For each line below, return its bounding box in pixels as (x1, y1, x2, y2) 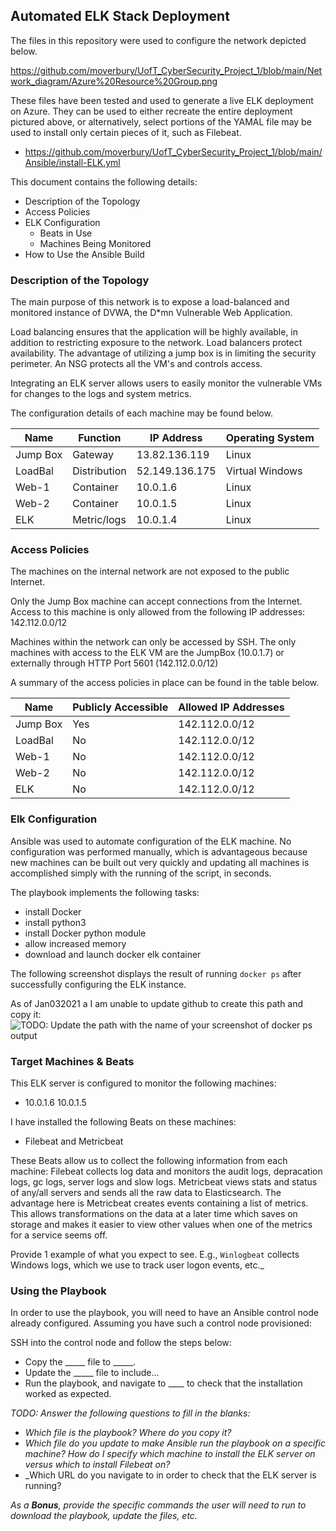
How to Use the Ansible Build (24, 248, 145, 260)
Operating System (225, 431, 315, 445)
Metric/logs (72, 513, 127, 527)
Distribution (72, 464, 127, 478)
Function (78, 431, 122, 445)
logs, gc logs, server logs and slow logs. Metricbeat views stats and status (10, 1176, 318, 1188)
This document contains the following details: (10, 175, 198, 188)
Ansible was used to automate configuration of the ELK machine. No (10, 835, 292, 847)
